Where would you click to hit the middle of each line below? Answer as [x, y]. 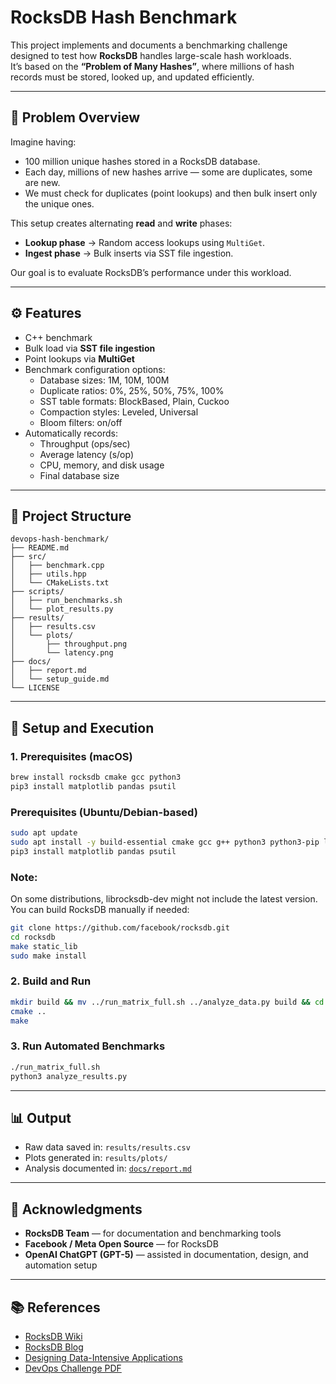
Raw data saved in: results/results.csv [107, 1147]
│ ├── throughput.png [69, 644]
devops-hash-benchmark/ [60, 539]
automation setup [61, 1265]
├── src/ [28, 557]
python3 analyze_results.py [69, 1076]
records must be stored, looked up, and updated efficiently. [132, 77]
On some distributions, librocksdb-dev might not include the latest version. [164, 899]
